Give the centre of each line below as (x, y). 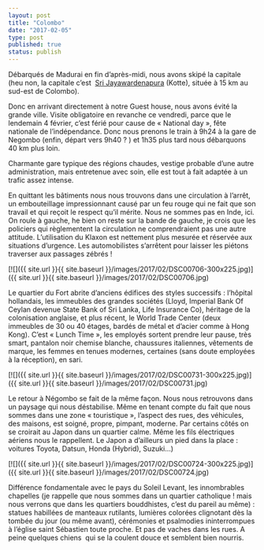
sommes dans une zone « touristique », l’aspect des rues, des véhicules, (126, 415)
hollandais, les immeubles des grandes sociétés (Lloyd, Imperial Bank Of (126, 301)
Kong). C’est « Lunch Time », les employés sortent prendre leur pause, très (130, 334)
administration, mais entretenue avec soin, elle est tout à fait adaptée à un (128, 172)
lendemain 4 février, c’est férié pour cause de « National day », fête (117, 123)
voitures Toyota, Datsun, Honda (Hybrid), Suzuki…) (91, 448)
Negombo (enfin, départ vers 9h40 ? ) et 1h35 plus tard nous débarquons (127, 140)
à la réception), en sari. (46, 360)
